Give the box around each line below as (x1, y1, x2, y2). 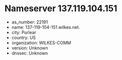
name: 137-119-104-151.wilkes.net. (11, 24, 80, 30)
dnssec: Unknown (11, 50, 48, 56)
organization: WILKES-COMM (11, 40, 71, 45)
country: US (11, 35, 36, 40)
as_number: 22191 (11, 19, 48, 25)
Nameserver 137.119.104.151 (4, 3, 118, 14)
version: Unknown (11, 45, 48, 51)
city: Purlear (11, 29, 36, 35)
